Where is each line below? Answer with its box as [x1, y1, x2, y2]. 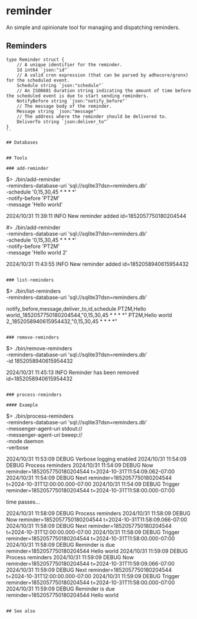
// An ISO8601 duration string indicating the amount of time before [17, 88, 192, 94]
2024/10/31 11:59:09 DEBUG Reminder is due [6, 585, 115, 592]
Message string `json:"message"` [17, 108, 99, 114]
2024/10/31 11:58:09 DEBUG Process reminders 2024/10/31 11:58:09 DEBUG [6, 510, 191, 517]
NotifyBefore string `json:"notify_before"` [17, 98, 128, 104]
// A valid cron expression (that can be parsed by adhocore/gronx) [17, 72, 189, 78]
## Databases [6, 139, 38, 146]
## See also [6, 608, 35, 614]
